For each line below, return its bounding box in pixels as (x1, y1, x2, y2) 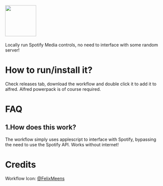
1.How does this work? (5, 123, 77, 131)
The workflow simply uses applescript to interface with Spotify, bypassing (5, 136, 157, 142)
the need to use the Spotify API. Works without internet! (5, 141, 119, 147)
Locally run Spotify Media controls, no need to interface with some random (5, 42, 159, 48)
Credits (5, 159, 36, 171)
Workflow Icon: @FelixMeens (5, 175, 65, 181)
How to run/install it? (5, 64, 93, 76)
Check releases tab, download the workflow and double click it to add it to (5, 81, 157, 87)
